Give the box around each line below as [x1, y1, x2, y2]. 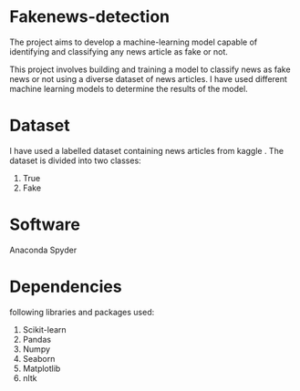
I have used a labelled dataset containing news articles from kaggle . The [9, 145, 284, 156]
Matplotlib [22, 363, 61, 374]
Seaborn [22, 353, 56, 364]
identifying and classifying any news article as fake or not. [9, 46, 228, 57]
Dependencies [9, 276, 122, 297]
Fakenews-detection [9, 6, 171, 27]
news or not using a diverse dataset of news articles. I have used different [9, 73, 287, 84]
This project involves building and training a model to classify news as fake [9, 64, 291, 75]
